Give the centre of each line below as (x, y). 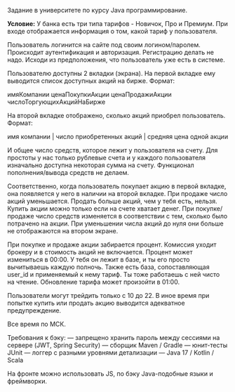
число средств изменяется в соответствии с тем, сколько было (132, 216)
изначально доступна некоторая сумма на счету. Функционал (101, 165)
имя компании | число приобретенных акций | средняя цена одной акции (118, 137)
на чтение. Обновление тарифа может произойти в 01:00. (94, 282)
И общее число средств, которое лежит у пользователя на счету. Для (113, 150)
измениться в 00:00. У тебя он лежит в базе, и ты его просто (99, 260)
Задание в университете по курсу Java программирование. (98, 10)
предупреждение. (34, 311)
